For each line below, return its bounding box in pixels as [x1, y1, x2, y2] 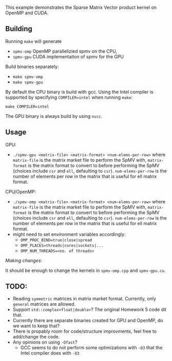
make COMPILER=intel [5, 104, 50, 109]
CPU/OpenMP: [5, 188, 36, 195]
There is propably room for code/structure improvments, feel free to [12, 328, 157, 334]
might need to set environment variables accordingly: [12, 231, 126, 237]
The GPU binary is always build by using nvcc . [5, 113, 103, 119]
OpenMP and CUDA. [5, 10, 49, 16]
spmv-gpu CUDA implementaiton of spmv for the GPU [12, 53, 124, 59]
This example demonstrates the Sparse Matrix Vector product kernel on [5, 5, 157, 10]
